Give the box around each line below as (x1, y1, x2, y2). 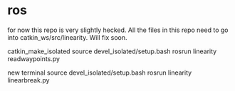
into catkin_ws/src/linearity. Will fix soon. (7, 33, 127, 41)
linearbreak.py (7, 75, 50, 84)
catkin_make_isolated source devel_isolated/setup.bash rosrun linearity (7, 47, 217, 55)
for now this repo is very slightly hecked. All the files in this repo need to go (7, 26, 229, 34)
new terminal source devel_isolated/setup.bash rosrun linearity (7, 68, 192, 77)
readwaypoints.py (7, 54, 61, 63)
